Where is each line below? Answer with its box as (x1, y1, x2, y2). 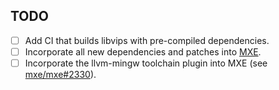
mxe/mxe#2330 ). (24, 69, 97, 80)
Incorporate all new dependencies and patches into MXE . (24, 45, 262, 58)
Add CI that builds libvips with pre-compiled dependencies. (24, 34, 270, 46)
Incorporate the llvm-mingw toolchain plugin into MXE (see (24, 57, 268, 69)
